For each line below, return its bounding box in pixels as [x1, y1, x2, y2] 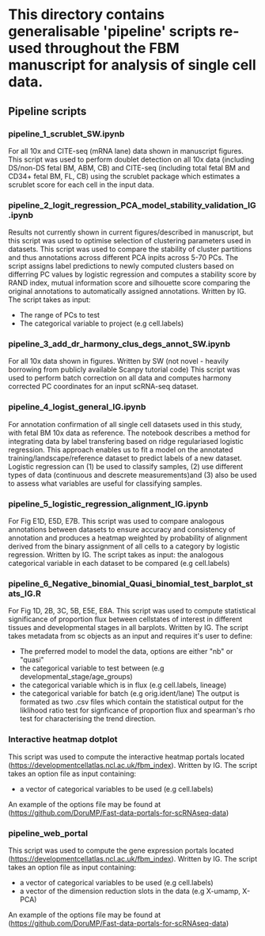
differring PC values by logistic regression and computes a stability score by [8, 269, 257, 279]
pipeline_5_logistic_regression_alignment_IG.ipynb [8, 498, 209, 509]
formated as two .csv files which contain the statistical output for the [19, 697, 244, 707]
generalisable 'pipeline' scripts [8, 22, 216, 40]
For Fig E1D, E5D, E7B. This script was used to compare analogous [8, 517, 225, 526]
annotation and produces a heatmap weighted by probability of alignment [8, 533, 248, 543]
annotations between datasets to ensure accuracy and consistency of [8, 525, 236, 534]
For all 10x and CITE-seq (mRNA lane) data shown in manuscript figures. [8, 146, 244, 155]
